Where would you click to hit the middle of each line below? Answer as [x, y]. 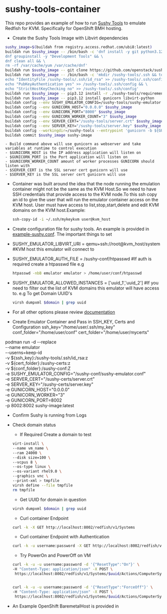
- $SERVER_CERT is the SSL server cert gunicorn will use [66, 170]
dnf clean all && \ [25, 61]
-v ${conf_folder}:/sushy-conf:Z [38, 369]
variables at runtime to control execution [51, 149]
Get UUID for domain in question [53, 499]
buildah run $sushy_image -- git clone [46, 70]
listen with [17, 166]
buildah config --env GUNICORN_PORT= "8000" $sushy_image [65, 112]
